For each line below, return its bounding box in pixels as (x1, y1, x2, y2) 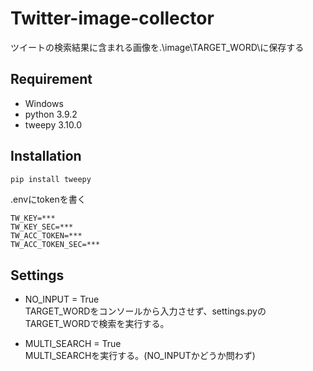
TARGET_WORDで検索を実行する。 (24, 318, 170, 330)
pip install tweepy (10, 174, 92, 184)
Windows (24, 97, 64, 109)
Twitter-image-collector (10, 7, 215, 30)
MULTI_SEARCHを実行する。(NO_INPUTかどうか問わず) (24, 350, 256, 362)
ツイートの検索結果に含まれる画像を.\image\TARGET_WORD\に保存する (10, 41, 305, 53)
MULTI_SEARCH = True (24, 338, 122, 350)
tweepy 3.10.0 (24, 118, 83, 131)
